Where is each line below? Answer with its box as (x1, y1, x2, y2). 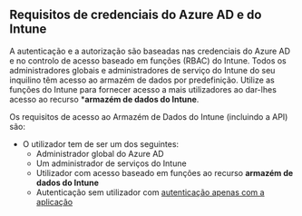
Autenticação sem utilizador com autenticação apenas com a (35, 186, 265, 198)
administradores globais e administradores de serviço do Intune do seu (9, 64, 276, 75)
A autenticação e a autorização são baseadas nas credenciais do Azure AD (9, 45, 291, 56)
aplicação (35, 196, 73, 207)
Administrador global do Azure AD (35, 148, 165, 159)
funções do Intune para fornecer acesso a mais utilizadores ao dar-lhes (9, 83, 277, 94)
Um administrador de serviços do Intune (35, 158, 188, 169)
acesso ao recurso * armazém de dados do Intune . (9, 93, 200, 104)
